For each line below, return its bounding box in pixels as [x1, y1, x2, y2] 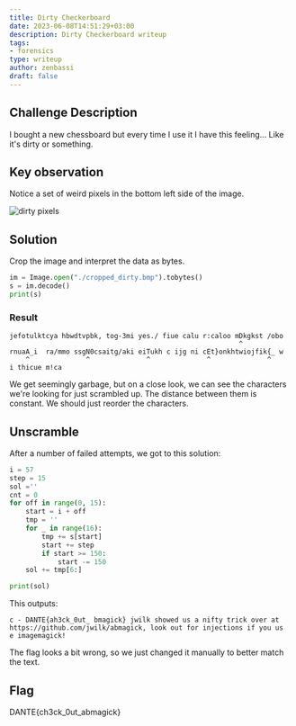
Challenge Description [9, 105, 138, 121]
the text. [9, 657, 40, 668]
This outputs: [9, 598, 58, 609]
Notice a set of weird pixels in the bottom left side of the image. [9, 188, 245, 199]
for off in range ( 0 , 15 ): [9, 498, 106, 508]
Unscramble [9, 424, 79, 439]
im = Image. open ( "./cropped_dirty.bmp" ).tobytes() [9, 273, 203, 282]
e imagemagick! [9, 632, 67, 641]
